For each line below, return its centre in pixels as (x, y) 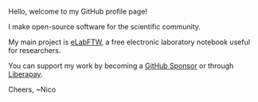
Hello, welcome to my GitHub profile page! (78, 11)
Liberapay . (25, 74)
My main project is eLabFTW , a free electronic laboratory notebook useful (129, 42)
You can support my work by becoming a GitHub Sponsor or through (121, 66)
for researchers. (35, 50)
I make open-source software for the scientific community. (105, 26)
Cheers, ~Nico (32, 89)
